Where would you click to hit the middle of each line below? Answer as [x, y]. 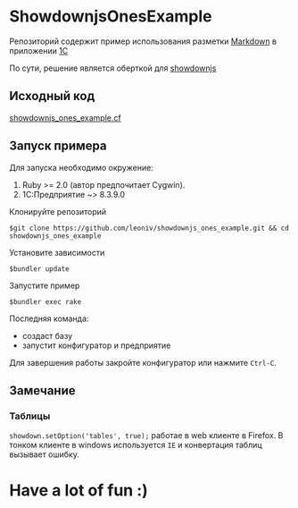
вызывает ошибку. [45, 454]
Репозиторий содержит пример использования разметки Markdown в [143, 41]
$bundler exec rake [46, 301]
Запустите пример [45, 285]
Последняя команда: [49, 318]
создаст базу [47, 335]
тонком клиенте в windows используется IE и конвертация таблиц [136, 445]
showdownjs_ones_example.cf [66, 117]
